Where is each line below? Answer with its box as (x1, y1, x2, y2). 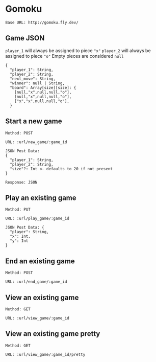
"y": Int (10, 238, 29, 243)
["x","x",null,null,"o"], (14, 98, 70, 104)
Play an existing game (5, 193, 76, 202)
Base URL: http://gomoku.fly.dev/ (5, 20, 79, 25)
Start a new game (5, 117, 62, 126)
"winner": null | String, (10, 80, 65, 86)
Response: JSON (5, 179, 38, 185)
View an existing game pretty (5, 329, 100, 338)
